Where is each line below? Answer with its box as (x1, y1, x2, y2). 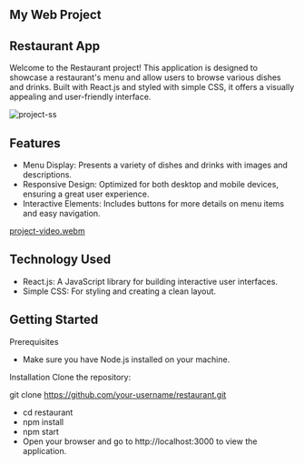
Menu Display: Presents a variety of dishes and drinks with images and (22, 159, 289, 171)
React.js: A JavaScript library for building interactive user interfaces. (22, 276, 279, 287)
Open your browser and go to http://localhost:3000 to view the (22, 436, 258, 447)
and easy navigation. (22, 208, 102, 219)
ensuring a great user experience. (22, 188, 150, 199)
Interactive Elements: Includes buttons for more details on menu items (22, 198, 285, 209)
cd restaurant (22, 407, 74, 418)
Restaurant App (9, 38, 101, 54)
